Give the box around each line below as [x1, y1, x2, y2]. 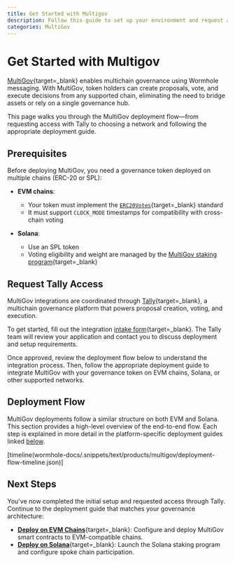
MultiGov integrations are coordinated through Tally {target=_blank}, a [7, 296, 208, 305]
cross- [204, 208, 224, 217]
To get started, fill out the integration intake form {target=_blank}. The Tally [7, 325, 222, 333]
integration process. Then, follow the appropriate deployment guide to [7, 361, 210, 369]
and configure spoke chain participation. [17, 548, 134, 556]
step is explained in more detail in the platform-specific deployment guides [7, 429, 223, 438]
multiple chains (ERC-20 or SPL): [7, 174, 102, 182]
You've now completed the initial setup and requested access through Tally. [7, 496, 226, 505]
